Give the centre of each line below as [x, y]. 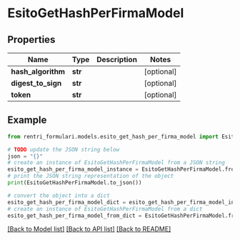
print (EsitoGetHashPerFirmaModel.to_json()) [75, 183]
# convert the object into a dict [59, 195]
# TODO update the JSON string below [64, 149]
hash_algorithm [38, 71]
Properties [31, 40]
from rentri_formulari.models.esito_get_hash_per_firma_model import [113, 136]
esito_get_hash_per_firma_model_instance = [73, 169]
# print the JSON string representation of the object [91, 176]
